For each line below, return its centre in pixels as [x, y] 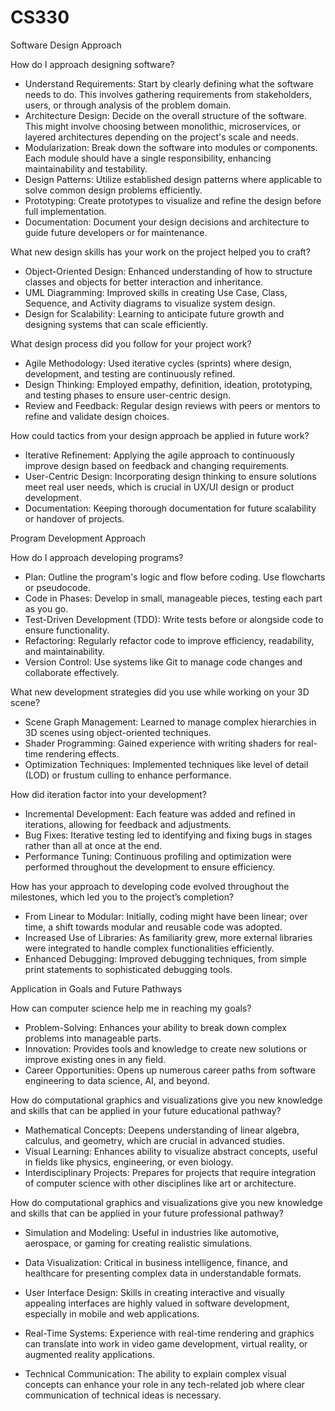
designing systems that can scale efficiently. [116, 324]
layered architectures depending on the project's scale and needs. [161, 137]
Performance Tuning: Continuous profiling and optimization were [158, 856]
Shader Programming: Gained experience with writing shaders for [160, 743]
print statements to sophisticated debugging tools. [128, 969]
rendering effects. [82, 753]
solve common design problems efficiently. [113, 190]
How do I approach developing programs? [97, 557]
